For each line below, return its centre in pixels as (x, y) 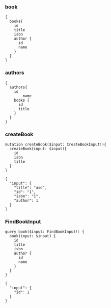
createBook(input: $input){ (38, 149)
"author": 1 (26, 200)
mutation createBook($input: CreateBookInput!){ (56, 144)
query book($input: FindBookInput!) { (45, 232)
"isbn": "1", (27, 196)
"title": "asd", (31, 188)
